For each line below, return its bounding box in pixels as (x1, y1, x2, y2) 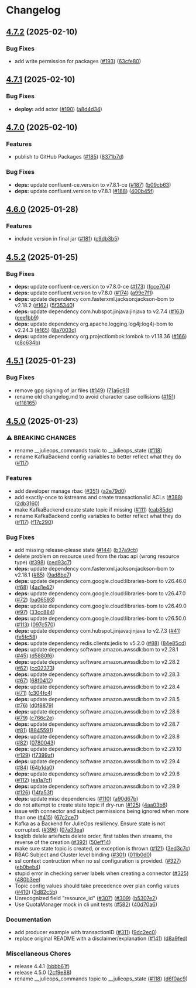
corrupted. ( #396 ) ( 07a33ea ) (14, 826, 85, 833)
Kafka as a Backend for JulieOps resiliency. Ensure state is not (14, 820, 166, 827)
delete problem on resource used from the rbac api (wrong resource (14, 553, 180, 560)
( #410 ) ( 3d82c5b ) (14, 888, 57, 896)
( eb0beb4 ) (14, 863, 41, 870)
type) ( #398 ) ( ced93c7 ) (14, 558, 72, 565)
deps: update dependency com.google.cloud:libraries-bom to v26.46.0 (14, 577, 187, 584)
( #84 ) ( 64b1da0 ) (14, 764, 54, 771)
